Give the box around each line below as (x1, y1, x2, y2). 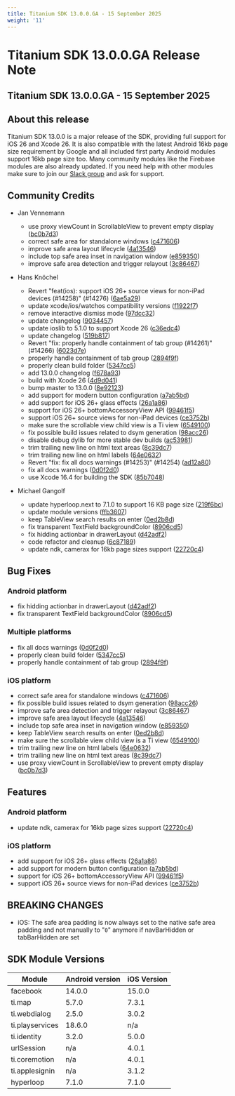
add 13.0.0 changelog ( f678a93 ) (27, 368, 121, 377)
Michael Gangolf (17, 486, 65, 495)
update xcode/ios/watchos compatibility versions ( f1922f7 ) (27, 301, 199, 309)
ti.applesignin (11, 1066, 55, 1076)
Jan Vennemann (17, 208, 65, 217)
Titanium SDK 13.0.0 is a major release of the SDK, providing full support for (7, 132, 227, 140)
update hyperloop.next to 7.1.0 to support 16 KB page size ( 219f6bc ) (27, 500, 224, 509)
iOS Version (127, 974, 168, 984)
